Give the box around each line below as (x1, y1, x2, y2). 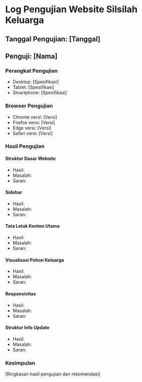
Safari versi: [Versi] (12, 130, 53, 136)
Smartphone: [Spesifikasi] (12, 90, 67, 96)
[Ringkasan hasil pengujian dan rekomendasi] (5, 371, 100, 377)
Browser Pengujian (5, 102, 53, 110)
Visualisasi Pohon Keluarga (5, 257, 64, 263)
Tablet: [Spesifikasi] (12, 84, 54, 90)
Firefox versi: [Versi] (12, 119, 55, 125)
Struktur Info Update (5, 324, 50, 331)
